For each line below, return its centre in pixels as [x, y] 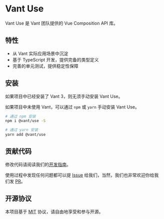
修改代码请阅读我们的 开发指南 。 [38, 164]
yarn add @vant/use [25, 135]
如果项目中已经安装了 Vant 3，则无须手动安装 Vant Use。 [64, 96]
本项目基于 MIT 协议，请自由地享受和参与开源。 [54, 211]
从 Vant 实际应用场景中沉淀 [40, 53]
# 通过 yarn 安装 [22, 130]
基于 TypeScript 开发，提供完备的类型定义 [55, 59]
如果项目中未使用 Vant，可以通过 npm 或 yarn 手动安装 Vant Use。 [72, 107]
